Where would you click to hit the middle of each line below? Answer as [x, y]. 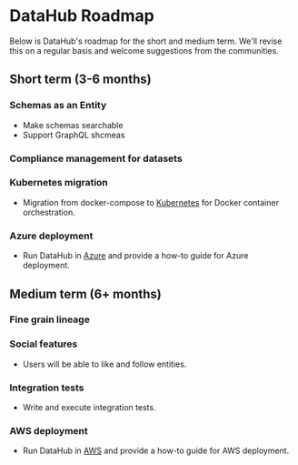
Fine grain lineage [50, 319]
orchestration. [49, 212]
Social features [44, 344]
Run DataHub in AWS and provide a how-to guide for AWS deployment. [156, 450]
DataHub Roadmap [82, 16]
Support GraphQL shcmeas [74, 135]
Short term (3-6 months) [80, 80]
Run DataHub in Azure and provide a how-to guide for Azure [135, 256]
